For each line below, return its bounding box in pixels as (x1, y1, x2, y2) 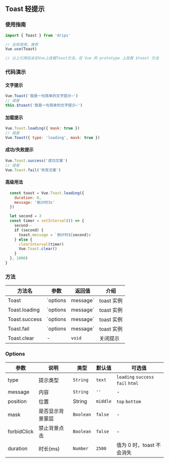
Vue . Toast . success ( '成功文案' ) (5, 158, 68, 163)
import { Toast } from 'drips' (5, 33, 71, 38)
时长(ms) (38, 445, 60, 452)
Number (72, 445, 89, 451)
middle (96, 398, 112, 404)
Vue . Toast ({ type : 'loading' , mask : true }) (5, 135, 100, 140)
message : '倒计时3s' (14, 200, 55, 205)
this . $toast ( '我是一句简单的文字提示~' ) (5, 103, 83, 108)
